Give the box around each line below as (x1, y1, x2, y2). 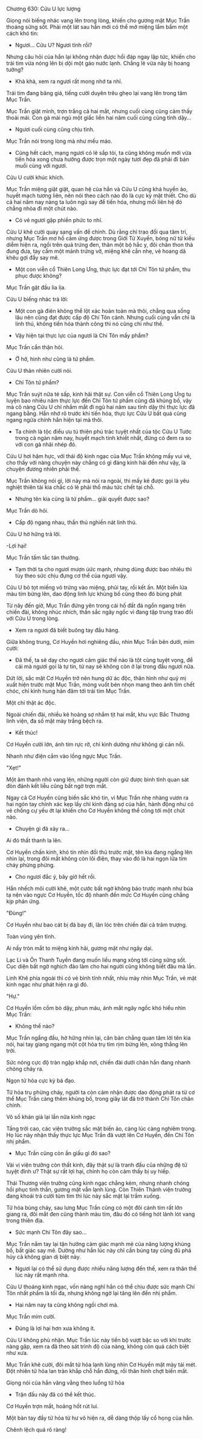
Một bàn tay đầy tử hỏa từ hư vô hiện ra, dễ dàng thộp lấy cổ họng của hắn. (6, 1414, 195, 1421)
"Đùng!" (6, 910, 27, 916)
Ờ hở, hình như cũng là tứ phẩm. (14, 355, 95, 362)
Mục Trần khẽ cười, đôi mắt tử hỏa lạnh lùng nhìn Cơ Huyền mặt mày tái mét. (6, 1361, 197, 1368)
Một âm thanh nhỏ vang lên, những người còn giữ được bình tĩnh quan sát (6, 776, 189, 783)
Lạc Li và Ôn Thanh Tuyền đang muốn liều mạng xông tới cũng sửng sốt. (6, 956, 187, 963)
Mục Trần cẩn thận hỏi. (6, 344, 64, 350)
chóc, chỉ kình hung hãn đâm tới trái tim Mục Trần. (6, 687, 132, 695)
